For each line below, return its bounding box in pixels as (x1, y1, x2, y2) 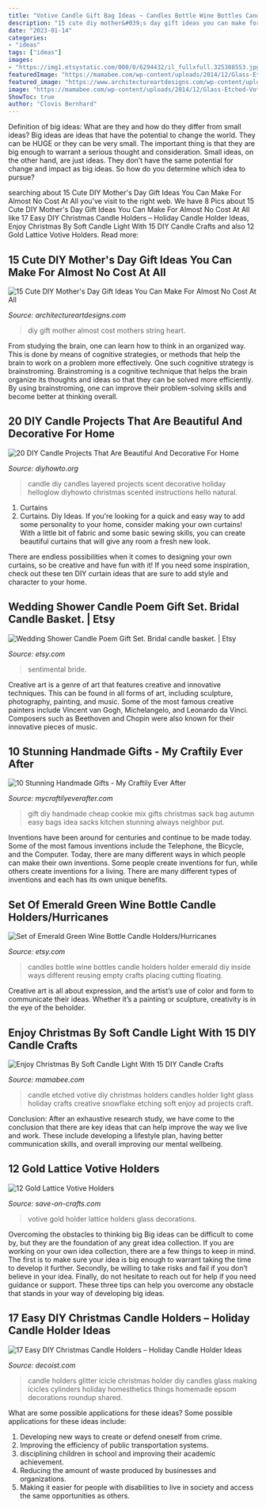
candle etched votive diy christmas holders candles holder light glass (27, 1091, 254, 1099)
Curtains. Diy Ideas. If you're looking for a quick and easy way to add (19, 511, 245, 521)
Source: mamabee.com (8, 1075, 85, 1084)
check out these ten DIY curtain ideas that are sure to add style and (8, 568, 229, 578)
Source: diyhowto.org (8, 464, 79, 473)
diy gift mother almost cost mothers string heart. (27, 325, 186, 335)
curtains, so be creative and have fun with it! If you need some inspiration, (8, 560, 250, 570)
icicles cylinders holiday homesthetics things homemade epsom (27, 1384, 237, 1394)
